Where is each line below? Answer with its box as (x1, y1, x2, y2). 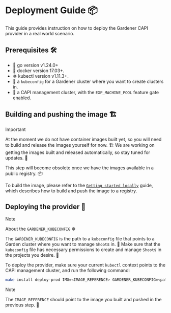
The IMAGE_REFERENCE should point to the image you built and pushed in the (5, 297, 162, 303)
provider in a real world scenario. (5, 30, 75, 36)
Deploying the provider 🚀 (5, 202, 86, 211)
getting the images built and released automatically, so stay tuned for (5, 149, 151, 155)
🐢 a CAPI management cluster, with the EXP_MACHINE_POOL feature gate (12, 89, 159, 95)
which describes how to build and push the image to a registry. (5, 188, 137, 194)
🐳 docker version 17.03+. (12, 68, 65, 74)
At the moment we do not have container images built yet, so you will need (5, 136, 162, 142)
